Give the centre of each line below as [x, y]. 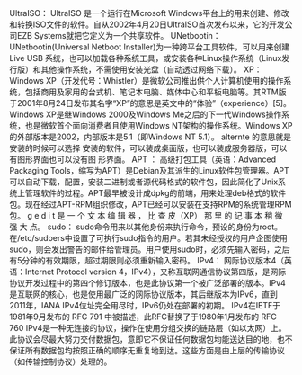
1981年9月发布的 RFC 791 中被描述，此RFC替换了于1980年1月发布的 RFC [143, 317]
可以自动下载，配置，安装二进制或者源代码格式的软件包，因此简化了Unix [144, 182]
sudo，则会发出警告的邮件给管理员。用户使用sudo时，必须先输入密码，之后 [150, 249]
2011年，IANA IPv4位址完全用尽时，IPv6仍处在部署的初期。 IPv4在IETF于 [145, 305]
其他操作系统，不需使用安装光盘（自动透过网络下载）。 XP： [151, 69]
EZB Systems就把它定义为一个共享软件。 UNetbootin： [119, 36]
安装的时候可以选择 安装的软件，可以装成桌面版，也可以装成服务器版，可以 [148, 148]
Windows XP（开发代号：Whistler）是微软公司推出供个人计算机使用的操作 [147, 80]
